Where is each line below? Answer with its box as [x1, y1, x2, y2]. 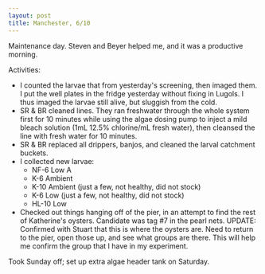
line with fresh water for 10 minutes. [19, 131, 138, 140]
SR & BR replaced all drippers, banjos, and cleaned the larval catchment [19, 139, 256, 149]
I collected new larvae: [19, 156, 95, 166]
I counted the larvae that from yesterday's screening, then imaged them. [19, 80, 258, 90]
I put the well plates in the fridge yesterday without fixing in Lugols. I [19, 88, 244, 98]
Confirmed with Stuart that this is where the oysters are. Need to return [19, 224, 254, 233]
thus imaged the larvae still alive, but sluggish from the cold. [19, 97, 217, 107]
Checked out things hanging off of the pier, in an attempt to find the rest [19, 207, 256, 217]
